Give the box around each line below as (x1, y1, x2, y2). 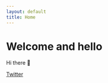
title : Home (6, 14, 36, 20)
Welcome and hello (6, 40, 103, 53)
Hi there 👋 (6, 59, 31, 66)
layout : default (6, 8, 46, 15)
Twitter (6, 71, 24, 78)
